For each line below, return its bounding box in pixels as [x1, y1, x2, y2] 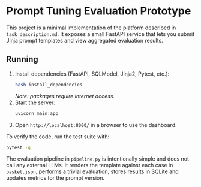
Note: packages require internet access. [14, 92, 115, 99]
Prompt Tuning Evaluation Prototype [6, 4, 191, 18]
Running [6, 54, 39, 64]
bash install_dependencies [14, 82, 83, 88]
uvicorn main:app [14, 110, 59, 116]
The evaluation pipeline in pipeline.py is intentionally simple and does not [6, 155, 190, 162]
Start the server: [14, 99, 56, 106]
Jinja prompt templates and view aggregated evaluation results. [6, 37, 163, 44]
